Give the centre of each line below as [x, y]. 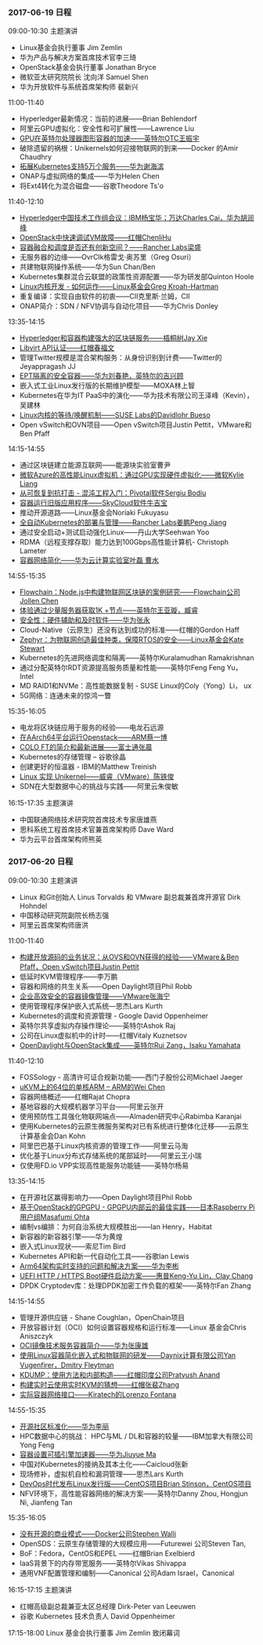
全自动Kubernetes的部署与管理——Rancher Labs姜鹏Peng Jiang [123, 523]
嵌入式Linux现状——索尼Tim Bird [73, 1246]
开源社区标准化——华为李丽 [64, 1426]
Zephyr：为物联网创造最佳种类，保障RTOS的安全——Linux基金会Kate [131, 640]
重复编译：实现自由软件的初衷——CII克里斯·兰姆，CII [104, 297]
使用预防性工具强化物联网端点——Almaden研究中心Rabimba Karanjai [130, 1116]
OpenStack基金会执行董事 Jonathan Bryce [88, 67]
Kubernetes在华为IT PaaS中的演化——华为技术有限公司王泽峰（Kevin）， [137, 396]
